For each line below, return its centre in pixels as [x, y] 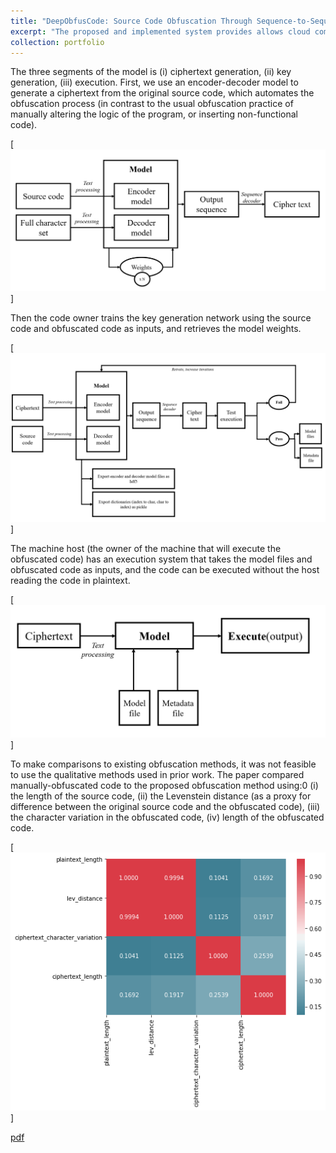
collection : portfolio [57, 42]
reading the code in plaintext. [70, 580]
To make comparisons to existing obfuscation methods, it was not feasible [163, 764]
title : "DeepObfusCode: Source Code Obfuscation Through [131, 21]
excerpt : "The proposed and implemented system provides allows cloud [160, 31]
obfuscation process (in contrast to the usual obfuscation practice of [152, 104]
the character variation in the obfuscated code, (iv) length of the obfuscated [167, 817]
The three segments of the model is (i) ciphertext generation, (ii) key [151, 72]
